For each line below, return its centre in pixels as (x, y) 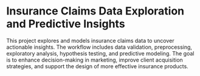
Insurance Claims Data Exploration (95, 11)
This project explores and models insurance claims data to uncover (90, 40)
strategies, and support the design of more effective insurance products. (97, 66)
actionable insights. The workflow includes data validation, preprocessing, (99, 47)
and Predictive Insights (66, 24)
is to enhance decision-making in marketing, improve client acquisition (95, 60)
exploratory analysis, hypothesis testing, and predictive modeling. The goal (100, 53)
